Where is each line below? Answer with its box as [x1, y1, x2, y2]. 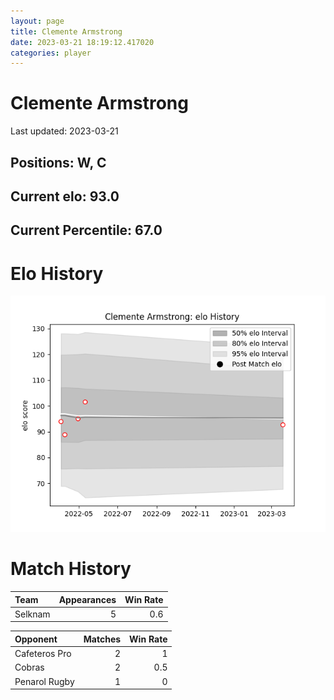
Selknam [14, 608, 51, 620]
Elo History [10, 262, 104, 285]
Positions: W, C [10, 154, 107, 171]
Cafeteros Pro [14, 648, 72, 660]
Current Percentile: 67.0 [10, 222, 163, 239]
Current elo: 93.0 [10, 188, 120, 205]
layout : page [10, 16, 65, 26]
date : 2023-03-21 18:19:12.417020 [10, 37, 155, 47]
